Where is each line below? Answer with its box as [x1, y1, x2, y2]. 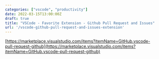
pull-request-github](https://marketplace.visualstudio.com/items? [5, 44, 136, 49]
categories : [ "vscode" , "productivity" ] [5, 7, 88, 12]
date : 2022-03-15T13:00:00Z [5, 12, 62, 16]
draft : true [5, 16, 29, 21]
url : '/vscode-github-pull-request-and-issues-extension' [5, 25, 125, 30]
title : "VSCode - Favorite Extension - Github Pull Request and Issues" [5, 20, 155, 26]
